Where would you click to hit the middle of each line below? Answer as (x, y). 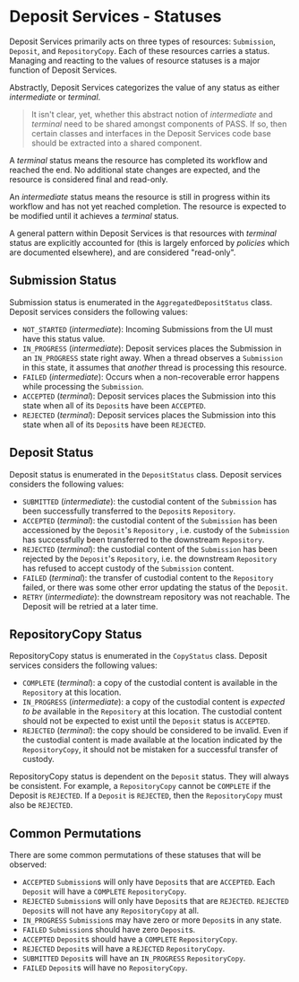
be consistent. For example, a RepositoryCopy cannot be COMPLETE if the (140, 786)
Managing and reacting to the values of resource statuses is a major (135, 60)
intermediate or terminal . (55, 97)
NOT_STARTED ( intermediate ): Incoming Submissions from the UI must (147, 329)
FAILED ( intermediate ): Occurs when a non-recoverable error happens (151, 377)
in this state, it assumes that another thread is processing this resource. (154, 367)
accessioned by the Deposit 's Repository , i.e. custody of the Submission (156, 530)
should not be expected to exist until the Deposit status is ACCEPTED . (146, 721)
